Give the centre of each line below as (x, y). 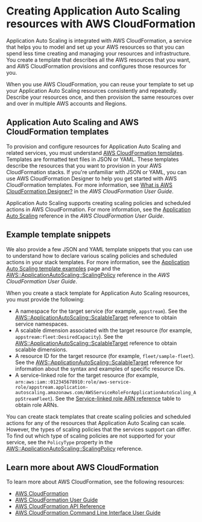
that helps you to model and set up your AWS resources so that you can (96, 47)
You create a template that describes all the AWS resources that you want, (99, 60)
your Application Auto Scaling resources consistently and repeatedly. (92, 90)
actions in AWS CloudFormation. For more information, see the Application (99, 209)
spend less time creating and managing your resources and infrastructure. (99, 53)
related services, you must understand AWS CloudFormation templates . (95, 153)
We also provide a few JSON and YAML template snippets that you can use (99, 249)
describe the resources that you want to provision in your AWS (84, 165)
